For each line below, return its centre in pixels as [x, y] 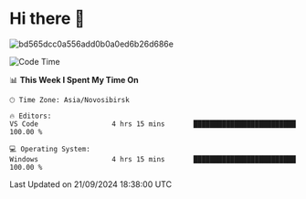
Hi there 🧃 [47, 19]
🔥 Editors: [31, 116]
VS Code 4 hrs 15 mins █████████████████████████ [153, 124]
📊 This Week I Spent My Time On [74, 79]
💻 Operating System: [50, 149]
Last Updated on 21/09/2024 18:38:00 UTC [90, 184]
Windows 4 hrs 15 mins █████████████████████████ [153, 159]
